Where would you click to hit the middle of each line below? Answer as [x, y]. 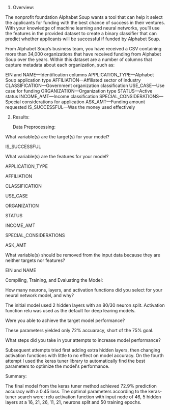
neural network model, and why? [40, 295]
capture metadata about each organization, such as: [60, 65]
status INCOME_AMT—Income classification [52, 96]
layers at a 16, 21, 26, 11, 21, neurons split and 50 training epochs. [73, 402]
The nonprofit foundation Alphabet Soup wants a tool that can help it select [84, 17]
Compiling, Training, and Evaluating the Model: [54, 280]
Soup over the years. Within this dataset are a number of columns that [79, 60]
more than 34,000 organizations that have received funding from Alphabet [83, 54]
